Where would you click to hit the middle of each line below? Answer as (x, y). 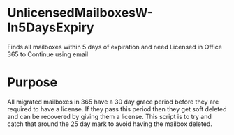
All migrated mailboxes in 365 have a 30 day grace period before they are (113, 102)
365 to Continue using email (48, 54)
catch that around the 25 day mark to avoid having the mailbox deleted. (110, 124)
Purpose (32, 82)
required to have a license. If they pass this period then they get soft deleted (117, 109)
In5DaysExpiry (51, 27)
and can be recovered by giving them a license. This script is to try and (109, 116)
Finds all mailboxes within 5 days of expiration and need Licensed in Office (115, 47)
